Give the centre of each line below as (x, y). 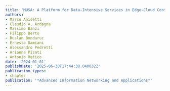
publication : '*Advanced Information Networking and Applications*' (79, 80)
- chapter (16, 76)
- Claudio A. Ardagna (28, 24)
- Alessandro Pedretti (29, 48)
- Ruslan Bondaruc (25, 38)
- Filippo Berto (22, 33)
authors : (14, 15)
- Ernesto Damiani (25, 43)
